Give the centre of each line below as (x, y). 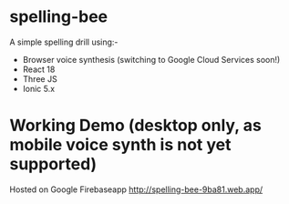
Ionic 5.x (39, 88)
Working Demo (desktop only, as (135, 126)
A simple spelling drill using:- (64, 42)
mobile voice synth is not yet (120, 145)
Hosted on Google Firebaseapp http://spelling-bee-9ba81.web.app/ (136, 189)
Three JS (40, 78)
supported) (53, 164)
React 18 (39, 69)
